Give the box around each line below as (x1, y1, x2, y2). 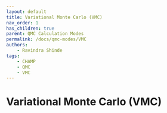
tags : (6, 53, 20, 59)
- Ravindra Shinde (17, 48, 63, 54)
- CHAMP (17, 58, 36, 64)
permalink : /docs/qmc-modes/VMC (6, 36, 86, 42)
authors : (6, 42, 28, 48)
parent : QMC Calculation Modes (6, 31, 84, 37)
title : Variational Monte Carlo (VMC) (6, 14, 103, 20)
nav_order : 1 (6, 20, 39, 26)
